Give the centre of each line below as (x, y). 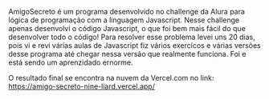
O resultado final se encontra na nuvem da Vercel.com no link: (111, 78)
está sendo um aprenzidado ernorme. (71, 62)
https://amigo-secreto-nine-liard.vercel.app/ (82, 86)
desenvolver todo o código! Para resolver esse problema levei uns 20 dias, (132, 37)
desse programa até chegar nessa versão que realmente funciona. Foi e (127, 54)
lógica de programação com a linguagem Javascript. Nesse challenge (124, 20)
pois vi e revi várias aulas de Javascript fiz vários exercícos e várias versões (134, 46)
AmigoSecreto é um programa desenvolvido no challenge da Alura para (126, 12)
